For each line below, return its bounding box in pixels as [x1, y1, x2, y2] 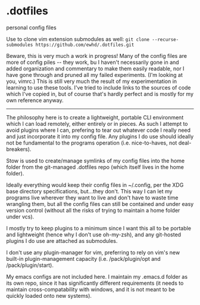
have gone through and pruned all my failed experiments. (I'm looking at [6, 71, 183, 78]
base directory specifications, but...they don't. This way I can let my [6, 187, 173, 195]
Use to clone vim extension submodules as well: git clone [6, 35, 150, 42]
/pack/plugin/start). [6, 261, 54, 269]
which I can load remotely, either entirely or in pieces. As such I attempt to [6, 120, 188, 127]
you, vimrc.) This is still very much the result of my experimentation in [6, 78, 177, 85]
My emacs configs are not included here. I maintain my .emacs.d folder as [6, 273, 188, 280]
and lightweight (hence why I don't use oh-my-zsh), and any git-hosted [6, 231, 182, 238]
